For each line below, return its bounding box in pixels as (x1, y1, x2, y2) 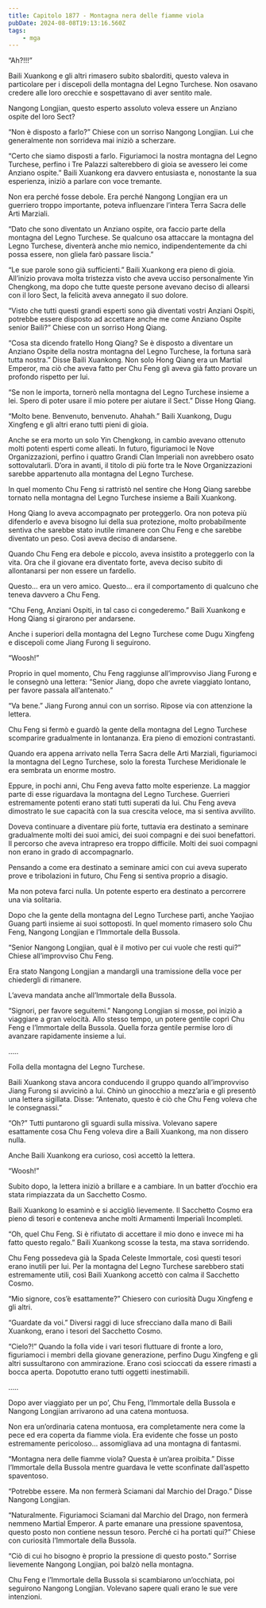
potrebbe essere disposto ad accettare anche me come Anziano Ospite (8, 314, 242, 324)
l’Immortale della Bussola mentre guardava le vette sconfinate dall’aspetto (8, 1462, 250, 1473)
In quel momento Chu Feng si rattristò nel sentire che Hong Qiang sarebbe (8, 485, 252, 494)
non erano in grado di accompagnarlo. (8, 847, 134, 857)
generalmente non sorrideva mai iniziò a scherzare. (8, 136, 176, 146)
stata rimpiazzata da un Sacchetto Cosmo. (8, 1190, 148, 1200)
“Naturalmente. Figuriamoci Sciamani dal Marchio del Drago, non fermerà (8, 1510, 249, 1520)
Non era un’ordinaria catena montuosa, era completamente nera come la (8, 1422, 245, 1431)
